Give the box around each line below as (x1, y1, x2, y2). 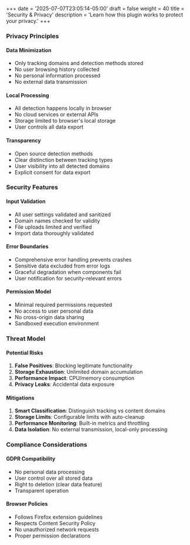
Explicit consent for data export (14, 168, 91, 175)
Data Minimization (6, 46, 52, 53)
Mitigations (6, 394, 35, 401)
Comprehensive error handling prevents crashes (14, 256, 132, 263)
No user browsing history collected (14, 66, 100, 73)
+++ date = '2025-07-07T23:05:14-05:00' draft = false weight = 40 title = (6, 5, 185, 12)
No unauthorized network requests (14, 526, 99, 533)
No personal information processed (14, 72, 101, 79)
